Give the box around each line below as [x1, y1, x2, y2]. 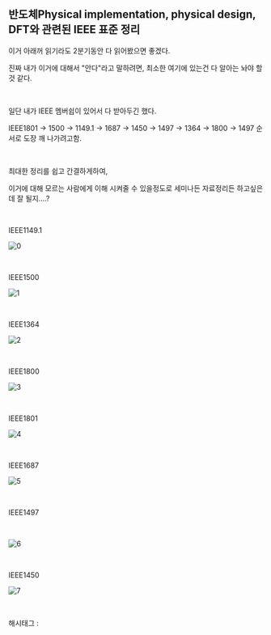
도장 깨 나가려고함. [23, 133, 83, 143]
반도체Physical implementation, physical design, [8, 7, 256, 22]
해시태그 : [8, 618, 39, 628]
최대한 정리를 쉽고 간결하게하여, [8, 166, 108, 176]
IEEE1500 [8, 272, 40, 282]
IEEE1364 [8, 319, 40, 329]
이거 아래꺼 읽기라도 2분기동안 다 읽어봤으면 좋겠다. [8, 45, 171, 55]
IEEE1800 [8, 366, 40, 376]
